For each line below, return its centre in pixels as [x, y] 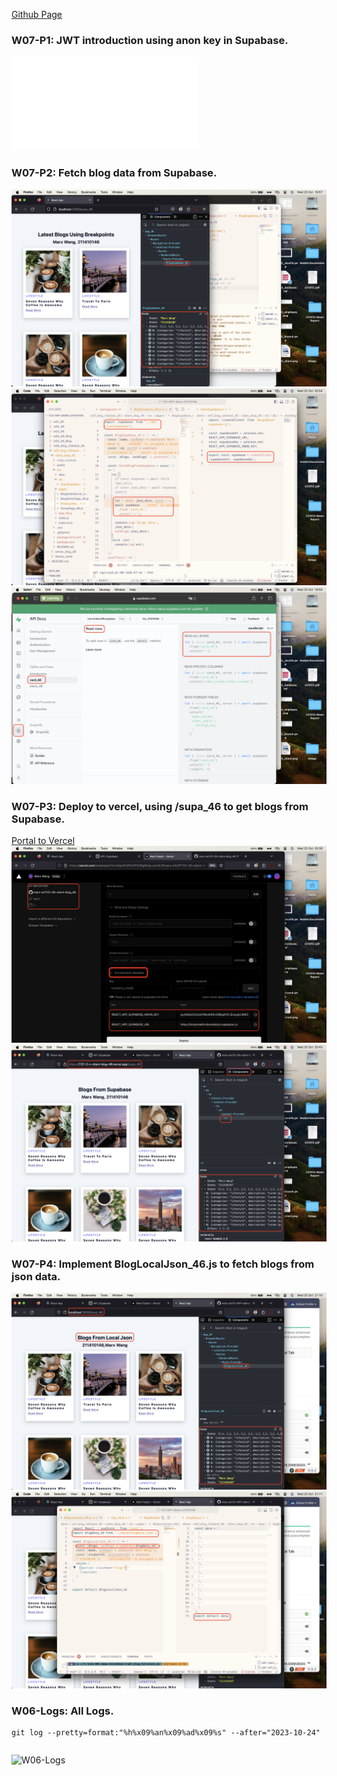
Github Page [37, 14]
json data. [36, 1276]
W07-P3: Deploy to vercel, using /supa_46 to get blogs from [160, 806]
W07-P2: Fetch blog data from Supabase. [114, 173]
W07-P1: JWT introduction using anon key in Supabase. [150, 40]
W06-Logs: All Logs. [62, 1711]
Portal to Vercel [43, 840]
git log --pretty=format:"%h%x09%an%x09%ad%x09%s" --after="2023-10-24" [166, 1733]
